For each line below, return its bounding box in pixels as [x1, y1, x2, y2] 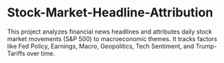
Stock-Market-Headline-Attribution [7, 5, 214, 21]
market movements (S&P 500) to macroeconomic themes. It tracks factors [7, 34, 218, 42]
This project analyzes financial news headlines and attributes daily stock [7, 27, 212, 36]
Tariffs [7, 49, 25, 58]
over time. [26, 49, 56, 58]
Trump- [195, 42, 217, 50]
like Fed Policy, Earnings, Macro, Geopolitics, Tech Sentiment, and [7, 42, 194, 50]
